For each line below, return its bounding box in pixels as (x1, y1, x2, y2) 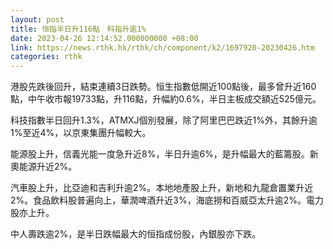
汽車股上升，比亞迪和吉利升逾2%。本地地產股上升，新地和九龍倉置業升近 (10, 182, 314, 194)
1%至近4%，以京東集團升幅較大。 (10, 127, 152, 139)
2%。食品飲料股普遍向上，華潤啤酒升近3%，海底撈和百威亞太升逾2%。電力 (10, 194, 324, 206)
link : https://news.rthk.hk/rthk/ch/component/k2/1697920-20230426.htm (10, 42, 315, 53)
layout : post (10, 14, 65, 25)
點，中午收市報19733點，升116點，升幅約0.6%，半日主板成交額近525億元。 (10, 93, 322, 105)
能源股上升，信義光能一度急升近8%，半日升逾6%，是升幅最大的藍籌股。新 (10, 148, 319, 160)
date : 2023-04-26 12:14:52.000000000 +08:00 (10, 33, 199, 43)
